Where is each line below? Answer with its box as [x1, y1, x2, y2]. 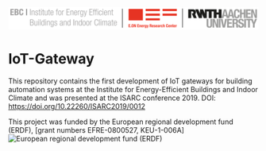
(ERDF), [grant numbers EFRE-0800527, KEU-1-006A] [8, 125, 185, 134]
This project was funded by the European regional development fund [8, 117, 233, 126]
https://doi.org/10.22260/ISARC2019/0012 [8, 101, 145, 110]
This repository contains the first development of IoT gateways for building [8, 75, 253, 86]
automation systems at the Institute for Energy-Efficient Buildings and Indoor [8, 84, 258, 94]
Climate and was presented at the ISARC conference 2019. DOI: [8, 93, 216, 103]
